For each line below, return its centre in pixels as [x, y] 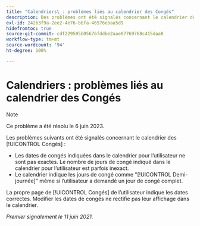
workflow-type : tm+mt [33, 39]
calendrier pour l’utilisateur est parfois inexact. [72, 168]
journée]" [26, 181]
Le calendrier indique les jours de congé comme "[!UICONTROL [93, 174]
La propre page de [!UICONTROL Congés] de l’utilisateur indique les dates [97, 192]
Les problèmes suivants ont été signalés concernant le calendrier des [91, 137]
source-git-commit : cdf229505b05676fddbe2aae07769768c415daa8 [85, 34]
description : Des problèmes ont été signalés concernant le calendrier [97, 17]
